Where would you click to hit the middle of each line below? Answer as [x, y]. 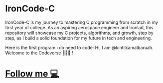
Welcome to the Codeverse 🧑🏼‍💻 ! [39, 53]
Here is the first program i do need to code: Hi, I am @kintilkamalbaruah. [79, 47]
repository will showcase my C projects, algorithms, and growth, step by [79, 33]
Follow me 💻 [32, 74]
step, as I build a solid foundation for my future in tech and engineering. [79, 38]
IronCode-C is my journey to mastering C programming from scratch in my [82, 22]
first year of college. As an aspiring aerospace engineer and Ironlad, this [79, 27]
